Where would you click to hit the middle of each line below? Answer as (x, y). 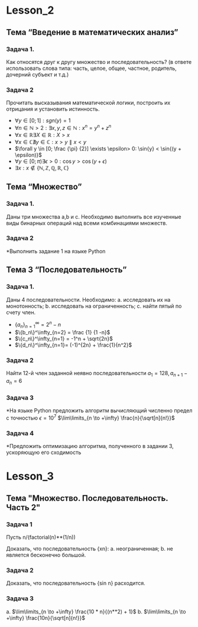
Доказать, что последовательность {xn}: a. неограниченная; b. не (90, 548)
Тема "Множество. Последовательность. (87, 498)
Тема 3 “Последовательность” (66, 270)
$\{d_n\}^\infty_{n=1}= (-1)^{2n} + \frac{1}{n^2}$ (73, 345)
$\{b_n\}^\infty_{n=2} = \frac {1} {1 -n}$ (62, 332)
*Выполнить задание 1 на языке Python (56, 251)
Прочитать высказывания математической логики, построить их (88, 103)
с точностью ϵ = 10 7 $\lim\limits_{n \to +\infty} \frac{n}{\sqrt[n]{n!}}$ (91, 417)
